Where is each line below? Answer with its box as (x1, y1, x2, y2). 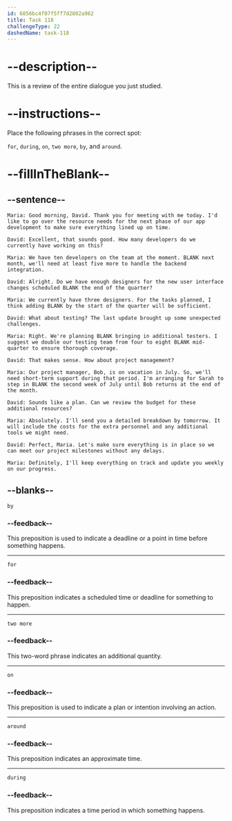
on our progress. (7, 466, 57, 473)
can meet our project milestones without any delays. (7, 448, 166, 455)
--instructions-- (7, 106, 101, 121)
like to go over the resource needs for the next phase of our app (7, 218, 206, 225)
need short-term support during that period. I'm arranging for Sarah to (7, 375, 224, 382)
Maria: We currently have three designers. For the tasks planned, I (7, 297, 212, 304)
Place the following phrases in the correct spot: (7, 129, 142, 137)
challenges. (7, 321, 41, 328)
